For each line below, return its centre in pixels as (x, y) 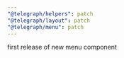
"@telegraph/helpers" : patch (50, 14)
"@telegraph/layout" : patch (49, 21)
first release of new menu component (62, 47)
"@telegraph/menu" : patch (45, 27)
